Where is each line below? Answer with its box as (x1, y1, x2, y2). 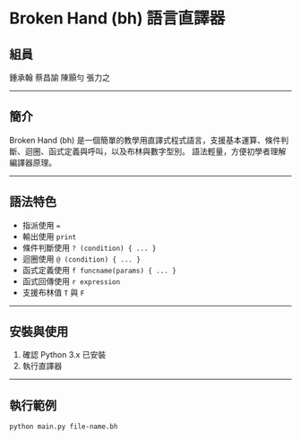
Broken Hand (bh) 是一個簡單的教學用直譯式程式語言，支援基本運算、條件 (9, 134, 281, 145)
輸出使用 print (21, 230, 77, 242)
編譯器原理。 (9, 157, 56, 168)
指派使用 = (21, 220, 61, 230)
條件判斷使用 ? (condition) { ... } (21, 242, 157, 253)
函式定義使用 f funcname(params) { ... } (21, 264, 176, 275)
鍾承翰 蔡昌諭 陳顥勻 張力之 (9, 73, 110, 82)
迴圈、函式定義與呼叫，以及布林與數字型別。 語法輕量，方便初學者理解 (24, 145, 287, 157)
